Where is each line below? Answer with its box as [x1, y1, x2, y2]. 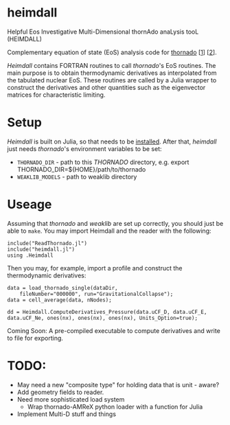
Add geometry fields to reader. [16, 388, 104, 396]
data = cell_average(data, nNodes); [7, 297, 112, 303]
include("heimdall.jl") [7, 246, 76, 253]
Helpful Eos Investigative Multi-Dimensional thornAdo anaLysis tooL [7, 27, 199, 36]
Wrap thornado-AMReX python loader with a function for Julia [27, 402, 203, 411]
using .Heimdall [7, 252, 54, 259]
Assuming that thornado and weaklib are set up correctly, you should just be [7, 219, 224, 227]
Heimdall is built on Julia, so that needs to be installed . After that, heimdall [7, 137, 217, 146]
